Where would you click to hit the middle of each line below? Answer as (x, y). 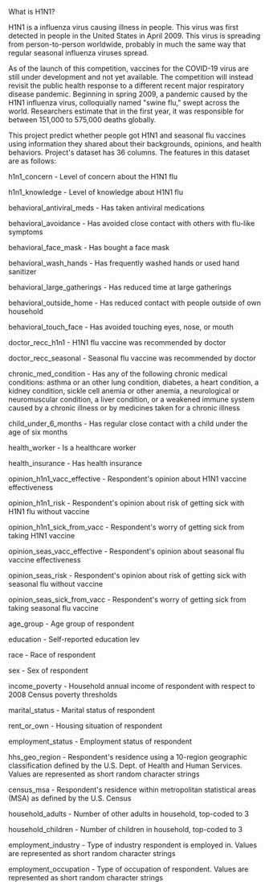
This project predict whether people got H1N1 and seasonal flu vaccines (127, 135)
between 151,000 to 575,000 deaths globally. (82, 119)
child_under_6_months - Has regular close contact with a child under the (128, 423)
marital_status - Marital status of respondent (82, 710)
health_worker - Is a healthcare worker (72, 447)
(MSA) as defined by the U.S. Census (70, 798)
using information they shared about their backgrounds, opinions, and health (135, 144)
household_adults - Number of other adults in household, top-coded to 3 (128, 814)
